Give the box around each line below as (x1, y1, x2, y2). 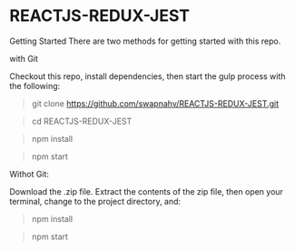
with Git (9, 53, 39, 64)
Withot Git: (9, 168, 50, 179)
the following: (9, 80, 61, 91)
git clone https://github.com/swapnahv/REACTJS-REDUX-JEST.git (31, 97, 280, 109)
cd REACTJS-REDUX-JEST (31, 115, 133, 126)
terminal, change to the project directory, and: (9, 196, 182, 206)
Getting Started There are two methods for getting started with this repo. (9, 35, 281, 46)
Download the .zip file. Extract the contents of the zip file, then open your (9, 186, 284, 196)
